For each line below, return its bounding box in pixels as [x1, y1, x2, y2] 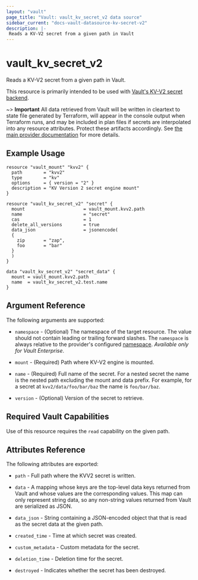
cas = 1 [11, 216, 92, 223]
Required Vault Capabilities [6, 412, 109, 422]
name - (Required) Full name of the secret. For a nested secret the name [14, 370, 189, 377]
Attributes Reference [6, 445, 86, 455]
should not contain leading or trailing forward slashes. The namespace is [14, 334, 189, 341]
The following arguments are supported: [6, 316, 105, 323]
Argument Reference [6, 301, 86, 311]
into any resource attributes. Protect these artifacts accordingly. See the [6, 125, 183, 132]
